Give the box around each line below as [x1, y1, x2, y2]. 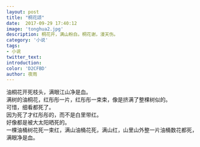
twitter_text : [6, 54, 42, 60]
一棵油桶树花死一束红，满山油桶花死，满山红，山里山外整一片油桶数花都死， [6, 126, 198, 134]
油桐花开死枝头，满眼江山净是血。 [6, 89, 92, 96]
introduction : [6, 60, 42, 66]
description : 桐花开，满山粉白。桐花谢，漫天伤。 [6, 32, 119, 38]
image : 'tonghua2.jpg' [6, 26, 64, 32]
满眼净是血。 [6, 134, 38, 142]
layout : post [6, 9, 39, 15]
